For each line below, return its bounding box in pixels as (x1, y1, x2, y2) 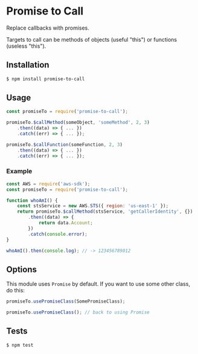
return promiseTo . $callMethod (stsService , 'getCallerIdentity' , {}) (17, 208, 193, 215)
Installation (6, 60, 49, 70)
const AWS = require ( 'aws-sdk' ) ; (6, 181, 91, 187)
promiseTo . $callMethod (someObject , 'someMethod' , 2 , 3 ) (6, 120, 150, 126)
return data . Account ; (38, 220, 94, 226)
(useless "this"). (6, 42, 46, 50)
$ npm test (6, 342, 34, 348)
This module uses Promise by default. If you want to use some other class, (6, 280, 190, 288)
